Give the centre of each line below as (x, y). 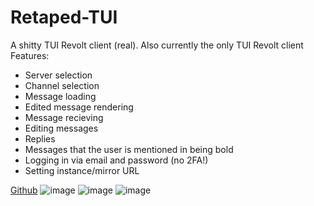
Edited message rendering (79, 107)
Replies (40, 138)
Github (24, 190)
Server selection (58, 75)
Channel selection (62, 85)
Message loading (60, 96)
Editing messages (61, 128)
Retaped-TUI (64, 17)
